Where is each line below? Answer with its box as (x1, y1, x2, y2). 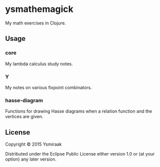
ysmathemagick (5, 3, 74, 15)
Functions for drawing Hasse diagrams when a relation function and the (5, 108, 153, 114)
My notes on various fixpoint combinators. (5, 84, 92, 90)
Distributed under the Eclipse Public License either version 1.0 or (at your (5, 151, 155, 157)
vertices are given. (5, 114, 43, 120)
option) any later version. (5, 156, 56, 163)
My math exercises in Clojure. (5, 20, 66, 26)
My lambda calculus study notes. (5, 61, 73, 67)
